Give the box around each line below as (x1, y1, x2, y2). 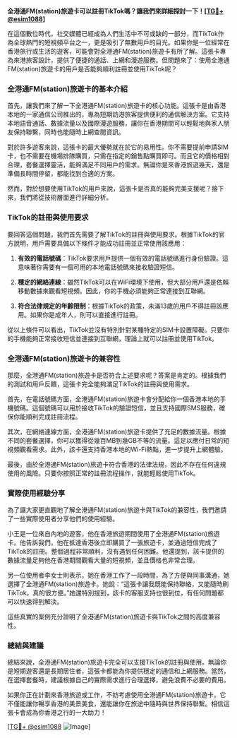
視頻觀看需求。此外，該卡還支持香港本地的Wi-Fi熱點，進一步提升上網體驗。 (7, 445, 227, 453)
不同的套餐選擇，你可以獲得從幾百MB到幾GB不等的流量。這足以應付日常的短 (7, 436, 230, 444)
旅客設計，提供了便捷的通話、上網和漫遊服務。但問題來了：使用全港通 (25, 56, 230, 64)
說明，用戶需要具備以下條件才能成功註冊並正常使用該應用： (13, 239, 187, 247)
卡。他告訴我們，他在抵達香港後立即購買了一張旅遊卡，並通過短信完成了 (7, 538, 217, 547)
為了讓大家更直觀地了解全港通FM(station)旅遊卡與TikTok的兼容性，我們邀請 (7, 506, 227, 514)
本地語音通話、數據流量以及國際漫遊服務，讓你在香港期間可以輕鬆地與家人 (7, 119, 224, 128)
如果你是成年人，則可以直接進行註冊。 (30, 310, 142, 319)
